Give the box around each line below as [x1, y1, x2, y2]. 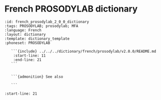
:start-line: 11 [13, 53, 46, 58]
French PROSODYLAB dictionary [4, 3, 138, 14]
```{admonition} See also [11, 74, 63, 79]
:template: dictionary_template [4, 36, 70, 41]
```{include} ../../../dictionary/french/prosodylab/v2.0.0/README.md [11, 49, 157, 54]
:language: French [4, 28, 42, 32]
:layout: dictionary [4, 32, 46, 37]
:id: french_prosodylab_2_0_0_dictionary [4, 19, 89, 24]
